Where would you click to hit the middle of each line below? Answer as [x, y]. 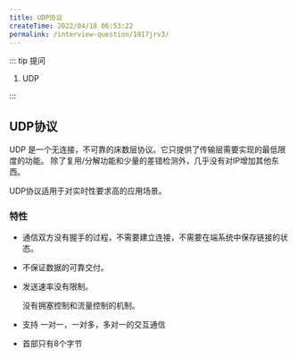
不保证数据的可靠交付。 [65, 268]
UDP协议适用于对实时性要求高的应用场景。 [88, 191]
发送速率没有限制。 [58, 286]
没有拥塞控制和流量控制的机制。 [81, 306]
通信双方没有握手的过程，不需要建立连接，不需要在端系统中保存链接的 [151, 237]
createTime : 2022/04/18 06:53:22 [71, 26]
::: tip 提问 [28, 61]
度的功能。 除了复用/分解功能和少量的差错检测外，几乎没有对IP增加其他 [140, 161]
